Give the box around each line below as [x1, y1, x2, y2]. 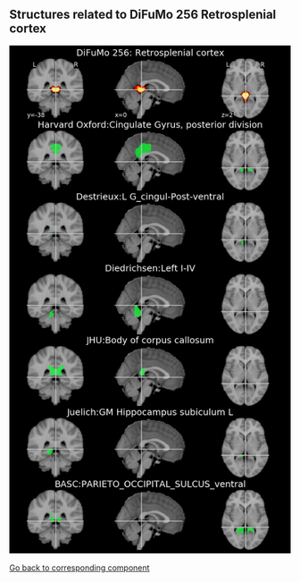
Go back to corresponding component [9, 562, 150, 573]
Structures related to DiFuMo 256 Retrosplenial [9, 7, 277, 22]
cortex [9, 21, 46, 37]
